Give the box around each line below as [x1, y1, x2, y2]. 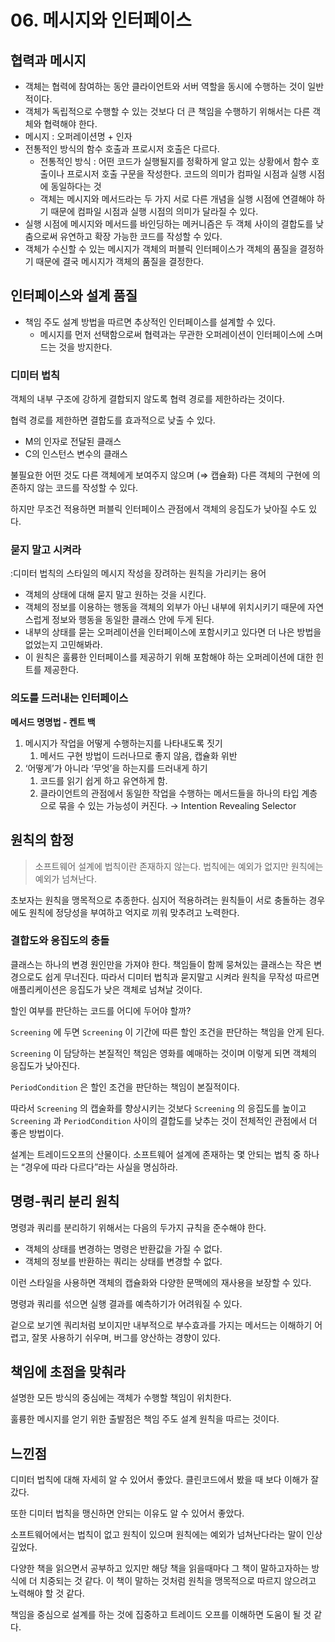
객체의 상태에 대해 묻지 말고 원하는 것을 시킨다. [24, 589, 207, 601]
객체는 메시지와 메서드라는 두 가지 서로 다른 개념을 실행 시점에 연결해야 [39, 193, 315, 205]
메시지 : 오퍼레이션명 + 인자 [24, 131, 133, 142]
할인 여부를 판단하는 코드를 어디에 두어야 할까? [10, 1004, 192, 1016]
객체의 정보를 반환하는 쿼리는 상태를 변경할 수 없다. [24, 1255, 223, 1267]
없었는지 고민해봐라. [24, 639, 103, 651]
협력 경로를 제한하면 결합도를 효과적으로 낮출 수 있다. [10, 414, 216, 426]
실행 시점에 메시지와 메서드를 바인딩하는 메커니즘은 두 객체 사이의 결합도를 [24, 218, 314, 230]
